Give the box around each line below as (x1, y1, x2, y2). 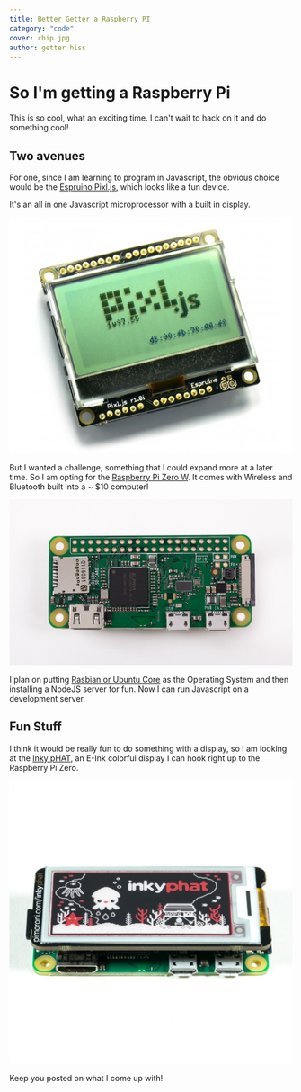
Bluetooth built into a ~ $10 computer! (9, 481, 149, 492)
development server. (9, 694, 86, 703)
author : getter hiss (9, 43, 87, 52)
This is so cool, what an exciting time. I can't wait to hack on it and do (9, 112, 267, 123)
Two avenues (9, 148, 86, 164)
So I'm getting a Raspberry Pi (9, 83, 231, 103)
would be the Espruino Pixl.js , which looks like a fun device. (9, 182, 230, 192)
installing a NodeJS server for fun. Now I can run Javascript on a (9, 684, 249, 694)
